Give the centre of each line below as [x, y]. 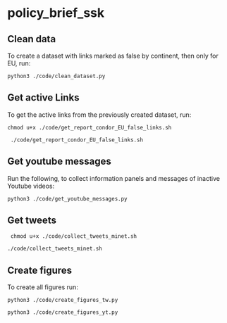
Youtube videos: [31, 186]
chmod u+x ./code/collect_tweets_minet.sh [74, 236]
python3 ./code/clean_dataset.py [56, 76]
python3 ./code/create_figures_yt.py [63, 312]
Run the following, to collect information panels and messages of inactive [114, 178]
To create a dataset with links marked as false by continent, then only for [113, 56]
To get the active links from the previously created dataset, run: [99, 115]
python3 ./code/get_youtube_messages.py [68, 198]
